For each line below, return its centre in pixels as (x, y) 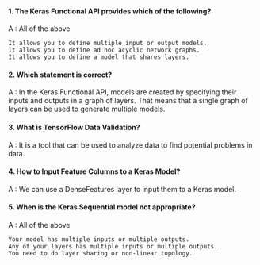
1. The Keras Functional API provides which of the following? (110, 11)
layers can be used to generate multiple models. (87, 109)
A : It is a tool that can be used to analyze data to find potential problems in (130, 145)
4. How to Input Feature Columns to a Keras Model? (94, 171)
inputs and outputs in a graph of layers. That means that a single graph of (128, 101)
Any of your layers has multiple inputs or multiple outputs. (113, 247)
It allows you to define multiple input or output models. (108, 44)
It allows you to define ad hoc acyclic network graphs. (104, 50)
